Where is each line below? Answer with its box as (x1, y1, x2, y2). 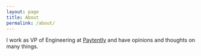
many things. (6, 43, 39, 50)
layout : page (6, 8, 39, 15)
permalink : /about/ (6, 20, 56, 26)
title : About (6, 14, 39, 20)
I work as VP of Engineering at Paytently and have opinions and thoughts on (6, 37, 196, 44)
